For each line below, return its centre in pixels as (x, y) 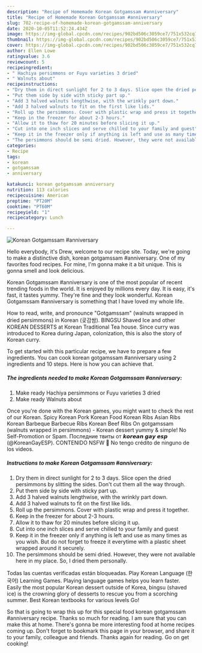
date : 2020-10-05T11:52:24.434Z (47, 28)
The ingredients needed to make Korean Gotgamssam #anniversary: (94, 378)
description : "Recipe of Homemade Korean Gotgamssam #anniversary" (93, 12)
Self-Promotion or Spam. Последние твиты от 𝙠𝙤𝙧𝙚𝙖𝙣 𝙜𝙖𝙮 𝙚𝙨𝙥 (87, 437)
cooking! (18, 644)
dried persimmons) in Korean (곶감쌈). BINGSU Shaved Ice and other (91, 320)
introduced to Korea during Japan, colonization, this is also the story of (94, 333)
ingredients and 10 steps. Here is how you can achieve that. (80, 364)
